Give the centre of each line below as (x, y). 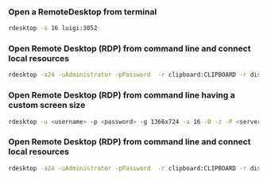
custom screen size (47, 105)
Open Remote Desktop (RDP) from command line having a (122, 95)
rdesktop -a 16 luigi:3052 (53, 29)
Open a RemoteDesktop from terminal (83, 12)
